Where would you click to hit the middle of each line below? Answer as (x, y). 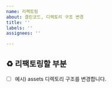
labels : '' (19, 28)
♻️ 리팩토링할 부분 (37, 64)
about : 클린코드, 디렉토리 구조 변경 (45, 17)
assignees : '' (24, 33)
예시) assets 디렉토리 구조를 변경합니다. (60, 79)
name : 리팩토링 (22, 11)
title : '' (18, 22)
